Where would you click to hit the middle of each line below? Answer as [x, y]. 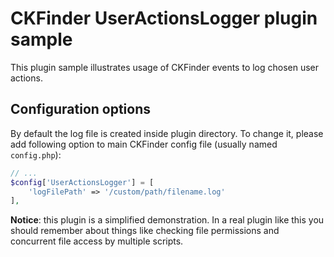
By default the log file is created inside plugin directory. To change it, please [167, 133]
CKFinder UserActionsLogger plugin [164, 18]
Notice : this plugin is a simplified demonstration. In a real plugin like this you [167, 220]
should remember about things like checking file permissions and [145, 231]
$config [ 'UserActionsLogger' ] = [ [82, 182]
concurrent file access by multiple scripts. [97, 241]
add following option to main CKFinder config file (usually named [144, 144]
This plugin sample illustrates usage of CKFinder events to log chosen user [165, 67]
